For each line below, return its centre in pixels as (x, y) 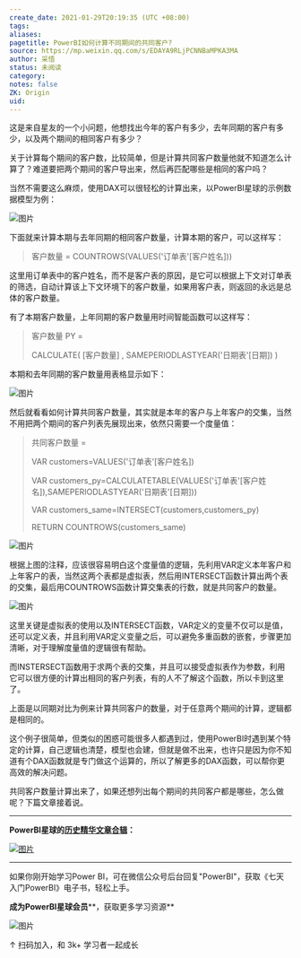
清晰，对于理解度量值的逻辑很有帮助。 (80, 648)
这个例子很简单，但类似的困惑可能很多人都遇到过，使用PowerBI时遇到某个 (146, 739)
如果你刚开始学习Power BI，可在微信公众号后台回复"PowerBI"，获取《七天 (147, 876)
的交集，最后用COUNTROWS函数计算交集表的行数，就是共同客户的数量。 (146, 588)
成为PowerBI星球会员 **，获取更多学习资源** (92, 907)
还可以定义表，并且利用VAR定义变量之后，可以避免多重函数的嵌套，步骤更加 (150, 637)
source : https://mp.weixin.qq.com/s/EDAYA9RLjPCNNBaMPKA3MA (124, 51)
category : (28, 76)
